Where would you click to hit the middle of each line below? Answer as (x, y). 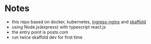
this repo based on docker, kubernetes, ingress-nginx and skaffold (79, 22)
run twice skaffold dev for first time (47, 37)
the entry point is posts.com (40, 32)
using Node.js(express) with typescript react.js (59, 27)
